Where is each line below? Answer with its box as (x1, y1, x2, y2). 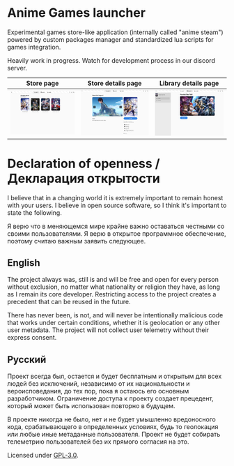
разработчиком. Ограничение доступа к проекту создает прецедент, (7, 394, 214, 403)
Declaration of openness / (7, 156, 160, 172)
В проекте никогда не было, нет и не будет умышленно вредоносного (7, 415, 216, 423)
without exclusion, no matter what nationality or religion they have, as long (7, 283, 221, 291)
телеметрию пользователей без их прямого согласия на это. (7, 437, 189, 446)
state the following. (7, 208, 63, 217)
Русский (7, 354, 47, 366)
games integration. (7, 43, 61, 51)
